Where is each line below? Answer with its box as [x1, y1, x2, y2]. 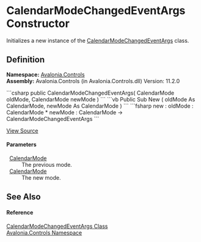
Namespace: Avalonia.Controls [6, 71, 85, 78]
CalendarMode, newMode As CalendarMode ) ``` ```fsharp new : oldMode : [6, 102, 194, 109]
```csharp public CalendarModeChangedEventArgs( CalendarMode [6, 89, 175, 97]
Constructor [6, 16, 70, 31]
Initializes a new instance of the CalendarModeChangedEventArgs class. [6, 37, 189, 44]
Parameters [6, 141, 37, 148]
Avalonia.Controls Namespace [6, 229, 82, 236]
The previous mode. [21, 161, 72, 168]
